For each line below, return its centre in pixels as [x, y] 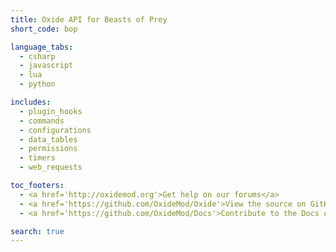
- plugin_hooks [51, 111]
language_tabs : [42, 47]
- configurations [55, 130]
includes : [31, 102]
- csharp [37, 56]
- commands [42, 121]
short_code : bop [44, 29]
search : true [37, 231]
